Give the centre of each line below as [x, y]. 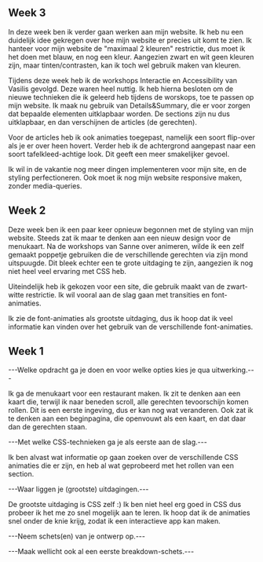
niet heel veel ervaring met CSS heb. [68, 271]
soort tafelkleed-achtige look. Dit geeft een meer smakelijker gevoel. [119, 154]
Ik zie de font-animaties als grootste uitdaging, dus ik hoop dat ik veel [121, 318]
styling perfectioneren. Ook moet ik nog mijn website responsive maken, [125, 177]
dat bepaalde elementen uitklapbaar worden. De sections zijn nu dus [119, 114]
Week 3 [27, 13]
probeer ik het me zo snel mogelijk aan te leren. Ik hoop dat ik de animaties [129, 513]
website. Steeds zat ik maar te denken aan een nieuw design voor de [120, 238]
